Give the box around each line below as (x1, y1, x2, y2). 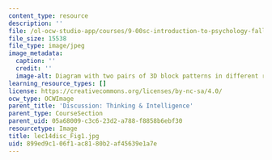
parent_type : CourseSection (8, 110, 104, 118)
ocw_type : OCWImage (8, 95, 74, 103)
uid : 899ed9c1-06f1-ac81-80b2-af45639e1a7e (8, 139, 158, 148)
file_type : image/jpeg (8, 42, 85, 50)
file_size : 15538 (8, 34, 67, 43)
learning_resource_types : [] (8, 79, 107, 87)
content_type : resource (8, 11, 89, 20)
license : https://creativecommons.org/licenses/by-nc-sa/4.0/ (8, 86, 223, 95)
